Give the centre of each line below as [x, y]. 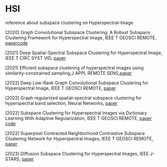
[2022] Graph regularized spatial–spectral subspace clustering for [73, 98]
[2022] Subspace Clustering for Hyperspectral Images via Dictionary [76, 113]
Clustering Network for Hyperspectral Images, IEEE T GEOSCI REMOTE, [79, 138]
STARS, [13, 159]
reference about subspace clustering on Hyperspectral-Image [69, 23]
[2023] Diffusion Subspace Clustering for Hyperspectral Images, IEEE [77, 153]
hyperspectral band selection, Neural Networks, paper [61, 103]
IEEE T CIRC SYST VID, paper [36, 58]
